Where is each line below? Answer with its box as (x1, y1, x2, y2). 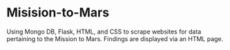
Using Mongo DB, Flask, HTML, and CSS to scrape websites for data (6, 27, 202, 36)
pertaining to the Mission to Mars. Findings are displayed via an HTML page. (6, 34, 224, 42)
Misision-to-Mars (6, 5, 110, 21)
